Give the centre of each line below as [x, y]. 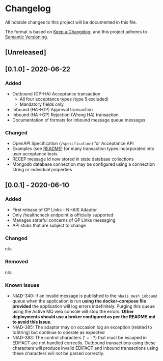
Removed [17, 262]
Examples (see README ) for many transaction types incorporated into [83, 149]
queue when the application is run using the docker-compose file [79, 301]
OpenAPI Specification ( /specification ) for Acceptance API [73, 144]
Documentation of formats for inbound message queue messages [79, 120]
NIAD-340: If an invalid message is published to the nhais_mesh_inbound [85, 296]
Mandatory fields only [41, 104]
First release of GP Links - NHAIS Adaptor [54, 210]
